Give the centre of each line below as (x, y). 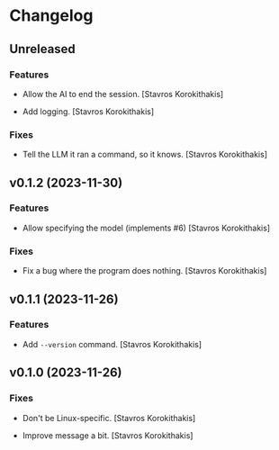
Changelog (51, 16)
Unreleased (43, 49)
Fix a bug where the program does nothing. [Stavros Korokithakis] (144, 271)
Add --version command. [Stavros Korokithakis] (112, 344)
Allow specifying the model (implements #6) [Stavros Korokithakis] (146, 228)
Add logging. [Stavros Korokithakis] (88, 111)
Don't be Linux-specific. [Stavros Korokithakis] (109, 418)
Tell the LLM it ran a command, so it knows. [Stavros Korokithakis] (145, 155)
